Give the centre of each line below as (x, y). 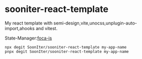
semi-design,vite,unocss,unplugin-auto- (95, 23)
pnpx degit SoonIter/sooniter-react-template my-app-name (67, 51)
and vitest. (47, 28)
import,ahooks (20, 28)
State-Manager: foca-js (28, 38)
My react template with (29, 23)
